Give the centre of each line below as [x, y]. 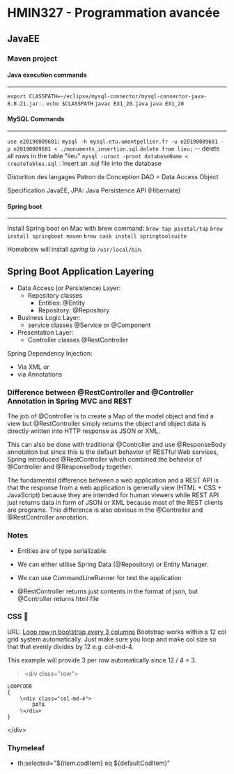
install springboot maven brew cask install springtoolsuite [97, 236]
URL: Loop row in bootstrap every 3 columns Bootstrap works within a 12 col [117, 632]
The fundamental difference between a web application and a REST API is [113, 480]
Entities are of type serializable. [62, 551]
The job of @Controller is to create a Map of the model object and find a [110, 416]
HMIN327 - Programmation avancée [114, 13]
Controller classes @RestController [78, 340]
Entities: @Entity [62, 303]
